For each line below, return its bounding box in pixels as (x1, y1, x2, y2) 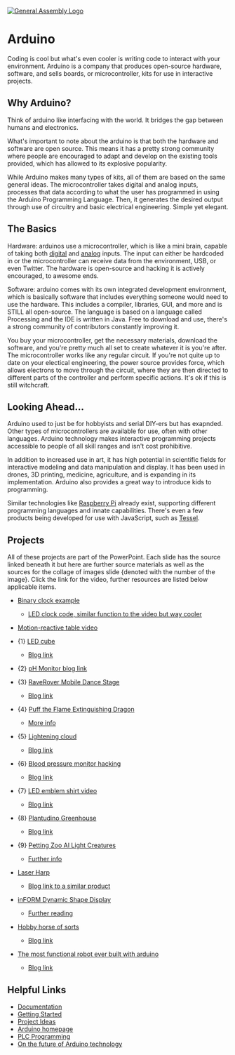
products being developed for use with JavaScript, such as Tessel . (7, 514, 200, 522)
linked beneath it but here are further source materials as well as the (7, 560, 205, 569)
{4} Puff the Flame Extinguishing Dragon (17, 705, 135, 714)
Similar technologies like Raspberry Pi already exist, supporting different (7, 499, 216, 507)
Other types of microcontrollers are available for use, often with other (7, 427, 208, 435)
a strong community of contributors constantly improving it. (7, 322, 180, 331)
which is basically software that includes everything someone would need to (7, 292, 229, 301)
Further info (27, 855, 62, 863)
